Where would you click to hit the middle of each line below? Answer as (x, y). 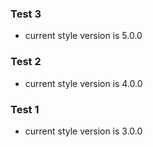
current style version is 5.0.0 (83, 36)
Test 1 (25, 109)
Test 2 (26, 62)
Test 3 (26, 14)
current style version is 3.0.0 (83, 131)
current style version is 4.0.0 (83, 83)
